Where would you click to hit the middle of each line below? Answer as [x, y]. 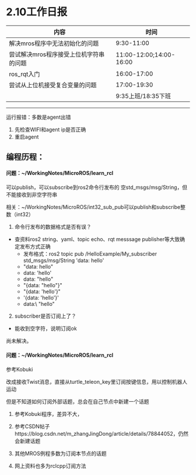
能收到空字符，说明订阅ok [45, 328]
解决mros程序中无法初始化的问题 [54, 43]
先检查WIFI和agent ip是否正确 [50, 129]
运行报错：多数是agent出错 [38, 117]
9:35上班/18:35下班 [143, 96]
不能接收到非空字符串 [32, 194]
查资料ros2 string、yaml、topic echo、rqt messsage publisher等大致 [97, 239]
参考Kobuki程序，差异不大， [48, 414]
